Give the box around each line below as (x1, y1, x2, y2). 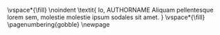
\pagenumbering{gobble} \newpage (7, 21, 110, 28)
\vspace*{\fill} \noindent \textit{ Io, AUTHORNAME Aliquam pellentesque (7, 6, 214, 14)
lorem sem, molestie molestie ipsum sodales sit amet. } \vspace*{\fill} (7, 13, 205, 21)
